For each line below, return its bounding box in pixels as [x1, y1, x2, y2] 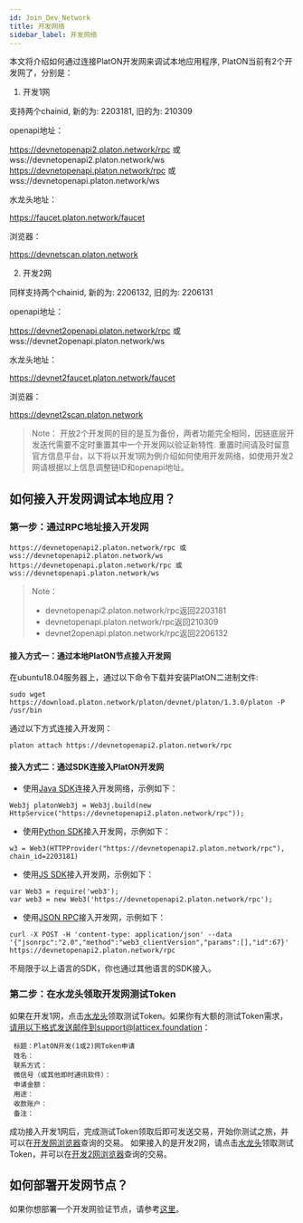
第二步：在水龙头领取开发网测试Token [9, 988, 176, 1001]
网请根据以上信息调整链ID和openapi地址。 [31, 462, 189, 473]
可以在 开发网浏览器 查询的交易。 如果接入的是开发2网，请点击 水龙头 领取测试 [9, 1137, 294, 1148]
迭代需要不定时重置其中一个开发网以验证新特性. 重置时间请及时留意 [39, 439, 290, 450]
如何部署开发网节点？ [9, 1178, 128, 1193]
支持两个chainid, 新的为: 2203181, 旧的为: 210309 [9, 106, 193, 117]
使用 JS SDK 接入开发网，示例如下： [22, 869, 155, 880]
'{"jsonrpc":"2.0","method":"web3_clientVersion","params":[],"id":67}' [9, 939, 289, 948]
